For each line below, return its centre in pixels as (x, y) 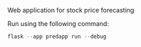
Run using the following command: (58, 23)
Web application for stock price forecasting (71, 10)
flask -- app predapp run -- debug (57, 36)
